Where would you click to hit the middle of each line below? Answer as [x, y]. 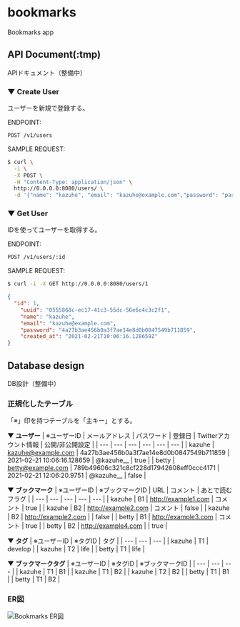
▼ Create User [33, 91]
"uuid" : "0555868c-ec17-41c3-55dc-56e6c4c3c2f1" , [96, 310]
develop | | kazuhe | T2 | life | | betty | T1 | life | [76, 549]
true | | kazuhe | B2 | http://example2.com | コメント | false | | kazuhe [127, 508]
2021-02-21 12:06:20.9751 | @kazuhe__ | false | [77, 476]
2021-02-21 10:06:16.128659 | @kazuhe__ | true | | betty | [91, 460]
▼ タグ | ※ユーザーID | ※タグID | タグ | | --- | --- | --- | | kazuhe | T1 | [108, 541]
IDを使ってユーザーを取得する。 [54, 230]
